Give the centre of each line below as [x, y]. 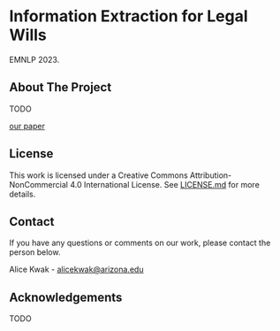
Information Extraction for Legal [129, 16]
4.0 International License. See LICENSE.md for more [165, 184]
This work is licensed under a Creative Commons [98, 175]
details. [23, 194]
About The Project [61, 87]
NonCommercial [39, 184]
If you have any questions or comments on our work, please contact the [140, 243]
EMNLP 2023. [34, 59]
